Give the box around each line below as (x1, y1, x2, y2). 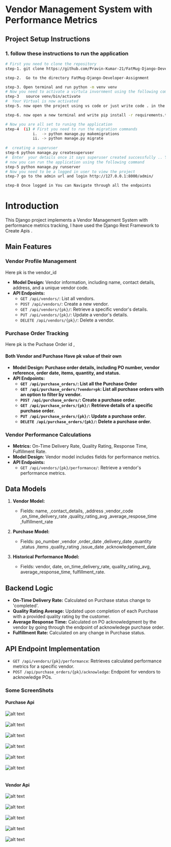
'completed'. (12, 603, 39, 609)
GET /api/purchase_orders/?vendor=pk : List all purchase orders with (20, 386, 164, 392)
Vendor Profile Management (5, 258, 77, 265)
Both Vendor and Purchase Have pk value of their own (5, 353, 122, 359)
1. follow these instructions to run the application (5, 50, 129, 57)
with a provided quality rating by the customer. (12, 614, 110, 620)
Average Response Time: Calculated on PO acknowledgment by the (12, 619, 157, 625)
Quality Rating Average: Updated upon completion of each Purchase (12, 608, 158, 614)
